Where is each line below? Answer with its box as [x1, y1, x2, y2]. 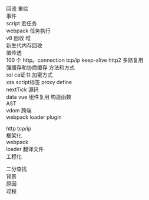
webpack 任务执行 [6, 27, 51, 34]
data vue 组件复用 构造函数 [6, 94, 72, 100]
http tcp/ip [6, 125, 31, 132]
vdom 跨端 [6, 107, 32, 114]
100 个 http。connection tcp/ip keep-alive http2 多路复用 [6, 56, 144, 64]
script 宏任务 [6, 20, 37, 26]
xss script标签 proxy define [6, 79, 72, 85]
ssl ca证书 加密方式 [6, 71, 53, 78]
